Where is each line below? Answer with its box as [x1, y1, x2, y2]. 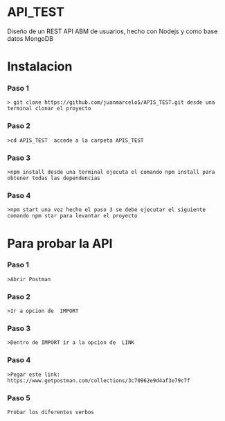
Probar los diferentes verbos [7, 409, 95, 415]
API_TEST [7, 4, 64, 20]
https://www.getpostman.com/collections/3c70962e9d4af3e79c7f [7, 377, 190, 384]
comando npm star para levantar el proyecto [7, 213, 138, 220]
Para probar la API [7, 235, 113, 251]
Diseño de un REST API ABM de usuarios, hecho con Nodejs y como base [7, 27, 218, 35]
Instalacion [7, 59, 73, 75]
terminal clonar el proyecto [7, 105, 91, 112]
